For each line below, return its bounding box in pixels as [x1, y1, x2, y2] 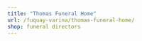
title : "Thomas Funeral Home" [7, 10, 97, 17]
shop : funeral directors [7, 23, 81, 30]
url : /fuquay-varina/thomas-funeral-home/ [7, 17, 135, 24]
